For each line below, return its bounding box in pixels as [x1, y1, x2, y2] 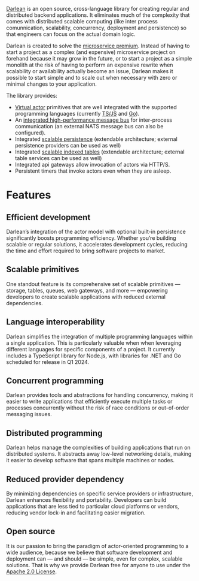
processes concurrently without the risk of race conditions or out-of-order [6, 404, 189, 411]
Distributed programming [6, 428, 103, 438]
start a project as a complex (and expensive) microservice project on [6, 49, 176, 56]
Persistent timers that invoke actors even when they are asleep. [14, 167, 172, 174]
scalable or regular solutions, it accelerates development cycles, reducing [6, 241, 188, 248]
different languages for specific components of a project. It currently [6, 345, 175, 353]
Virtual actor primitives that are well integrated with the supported [14, 104, 177, 110]
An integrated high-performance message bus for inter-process [14, 116, 172, 124]
